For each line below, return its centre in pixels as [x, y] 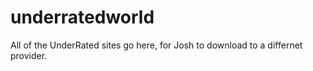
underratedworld [82, 17]
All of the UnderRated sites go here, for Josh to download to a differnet [156, 45]
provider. [29, 55]
